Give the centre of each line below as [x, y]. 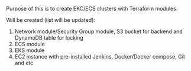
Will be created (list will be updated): [51, 20]
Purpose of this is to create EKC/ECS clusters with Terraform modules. [92, 9]
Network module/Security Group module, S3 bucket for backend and [99, 31]
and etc [24, 63]
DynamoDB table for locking [49, 38]
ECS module [30, 44]
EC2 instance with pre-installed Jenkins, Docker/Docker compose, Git [100, 57]
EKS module [30, 50]
